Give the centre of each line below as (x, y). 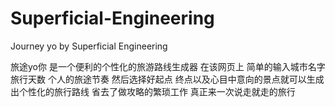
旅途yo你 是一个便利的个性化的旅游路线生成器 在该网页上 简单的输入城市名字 (168, 66)
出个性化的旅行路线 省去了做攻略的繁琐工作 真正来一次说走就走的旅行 (153, 91)
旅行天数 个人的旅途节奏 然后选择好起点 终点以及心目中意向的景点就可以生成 (167, 79)
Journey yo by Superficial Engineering (89, 46)
